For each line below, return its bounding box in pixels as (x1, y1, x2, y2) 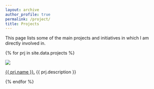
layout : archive (5, 7, 39, 12)
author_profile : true (5, 12, 51, 17)
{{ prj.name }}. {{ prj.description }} (5, 69, 76, 75)
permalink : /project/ (5, 16, 51, 21)
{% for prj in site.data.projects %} (5, 50, 75, 56)
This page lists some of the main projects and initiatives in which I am (5, 35, 149, 41)
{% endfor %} (5, 78, 34, 85)
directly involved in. (5, 40, 46, 46)
